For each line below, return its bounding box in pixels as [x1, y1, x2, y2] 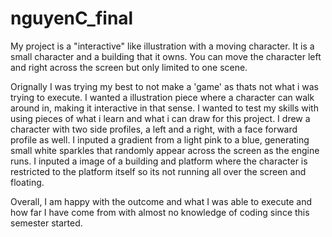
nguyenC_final [10, 7, 134, 30]
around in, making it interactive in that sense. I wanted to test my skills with [10, 102, 319, 114]
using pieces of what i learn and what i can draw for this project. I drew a [10, 112, 311, 124]
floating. [10, 176, 45, 188]
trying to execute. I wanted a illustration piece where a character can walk [10, 91, 315, 103]
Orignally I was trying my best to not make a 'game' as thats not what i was [10, 80, 320, 92]
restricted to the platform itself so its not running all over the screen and [10, 165, 307, 177]
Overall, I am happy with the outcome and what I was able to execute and [10, 195, 313, 207]
